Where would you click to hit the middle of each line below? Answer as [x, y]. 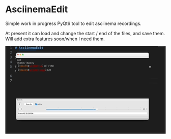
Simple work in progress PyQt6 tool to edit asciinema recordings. [73, 23]
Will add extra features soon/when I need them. [55, 39]
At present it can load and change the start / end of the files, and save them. [85, 33]
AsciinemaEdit [37, 9]
